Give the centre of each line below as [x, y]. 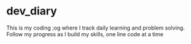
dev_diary [32, 11]
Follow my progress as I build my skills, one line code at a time [85, 34]
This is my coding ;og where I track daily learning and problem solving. [95, 28]
